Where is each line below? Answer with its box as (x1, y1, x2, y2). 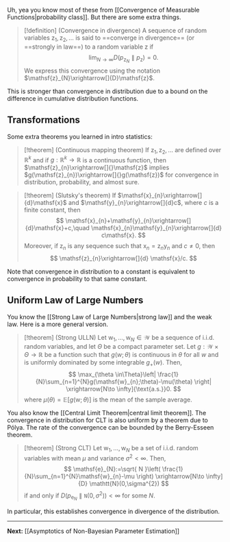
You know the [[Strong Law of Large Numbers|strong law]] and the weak (7, 312, 212, 321)
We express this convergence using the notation (23, 66, 161, 75)
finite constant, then (23, 206, 81, 214)
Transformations (7, 114, 81, 126)
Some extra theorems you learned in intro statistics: (7, 132, 153, 140)
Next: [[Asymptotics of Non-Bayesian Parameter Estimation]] (7, 527, 180, 535)
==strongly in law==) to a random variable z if (23, 42, 154, 51)
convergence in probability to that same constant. (7, 274, 148, 283)
